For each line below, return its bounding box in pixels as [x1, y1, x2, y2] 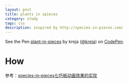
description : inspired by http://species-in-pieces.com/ [5, 25, 124, 30]
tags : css [5, 21, 25, 26]
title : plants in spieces [5, 12, 58, 17]
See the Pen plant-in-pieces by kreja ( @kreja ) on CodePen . [5, 39, 125, 44]
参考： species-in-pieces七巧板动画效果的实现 [5, 73, 98, 79]
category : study [5, 16, 38, 21]
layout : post [5, 7, 32, 12]
